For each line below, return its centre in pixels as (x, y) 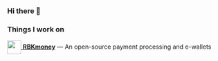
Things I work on (36, 29)
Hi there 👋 (24, 11)
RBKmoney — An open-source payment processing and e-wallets (117, 47)
